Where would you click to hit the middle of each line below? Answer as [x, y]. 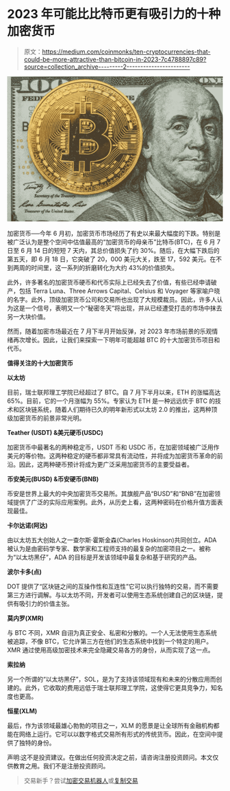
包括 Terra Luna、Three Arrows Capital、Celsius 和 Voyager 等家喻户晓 [119, 291]
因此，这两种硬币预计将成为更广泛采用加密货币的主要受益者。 [106, 464]
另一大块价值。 [28, 316]
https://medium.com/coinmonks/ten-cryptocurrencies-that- [126, 52]
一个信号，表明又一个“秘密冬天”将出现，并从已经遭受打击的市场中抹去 [124, 308]
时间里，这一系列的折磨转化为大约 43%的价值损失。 [104, 267]
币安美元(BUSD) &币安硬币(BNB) [53, 479]
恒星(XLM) [22, 711]
